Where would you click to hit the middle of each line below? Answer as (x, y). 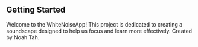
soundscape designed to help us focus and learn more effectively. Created (99, 31)
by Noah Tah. (23, 37)
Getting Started (36, 10)
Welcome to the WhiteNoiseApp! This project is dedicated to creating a (94, 24)
